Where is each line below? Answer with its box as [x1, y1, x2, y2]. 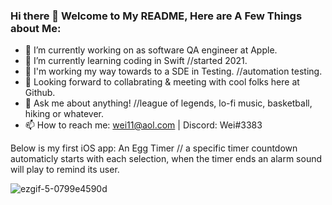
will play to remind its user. [10, 164, 120, 176]
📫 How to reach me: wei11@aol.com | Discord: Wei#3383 [24, 119, 263, 131]
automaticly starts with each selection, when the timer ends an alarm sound [10, 153, 323, 165]
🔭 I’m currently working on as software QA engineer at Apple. [24, 44, 278, 56]
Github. [24, 87, 56, 99]
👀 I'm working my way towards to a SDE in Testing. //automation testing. [24, 65, 323, 78]
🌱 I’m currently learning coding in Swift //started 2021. [24, 55, 248, 67]
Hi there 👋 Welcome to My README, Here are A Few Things [10, 9, 303, 23]
